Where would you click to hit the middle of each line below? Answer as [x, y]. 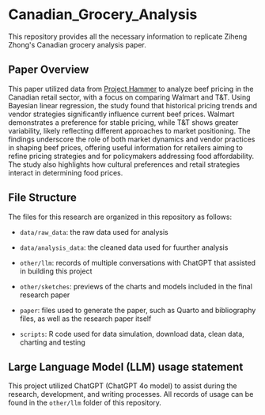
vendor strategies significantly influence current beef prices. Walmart [121, 114]
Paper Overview [49, 70]
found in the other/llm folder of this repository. [85, 403]
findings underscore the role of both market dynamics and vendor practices [132, 139]
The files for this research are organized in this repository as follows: [120, 217]
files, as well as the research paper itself [85, 319]
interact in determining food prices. [66, 172]
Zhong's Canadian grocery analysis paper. [77, 44]
